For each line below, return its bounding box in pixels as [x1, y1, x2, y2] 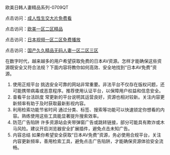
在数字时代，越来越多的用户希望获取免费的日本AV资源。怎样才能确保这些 [5, 58, 158, 64]
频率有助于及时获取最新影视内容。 [17, 100, 89, 106]
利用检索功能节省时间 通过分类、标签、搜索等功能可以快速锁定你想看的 [12, 107, 160, 113]
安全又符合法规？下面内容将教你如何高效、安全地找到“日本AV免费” [14, 65, 153, 70]
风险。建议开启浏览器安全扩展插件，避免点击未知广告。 [17, 126, 133, 131]
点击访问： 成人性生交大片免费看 [5, 15, 72, 21]
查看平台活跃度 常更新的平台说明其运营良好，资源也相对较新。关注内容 [12, 94, 160, 100]
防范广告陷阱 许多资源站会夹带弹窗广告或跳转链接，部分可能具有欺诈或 [12, 119, 160, 125]
